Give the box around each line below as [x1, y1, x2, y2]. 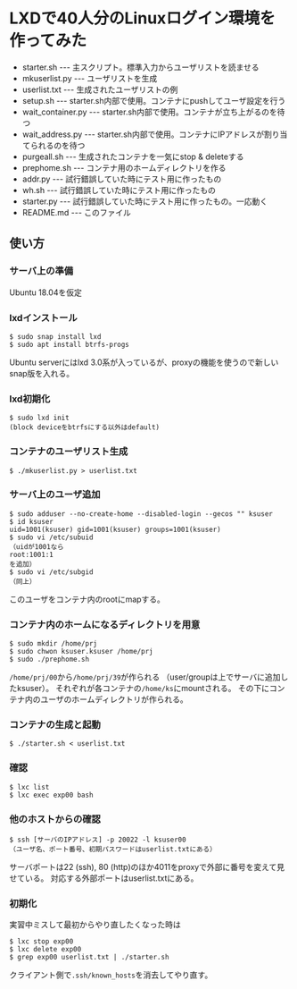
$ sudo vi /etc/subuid [9, 533, 94, 542]
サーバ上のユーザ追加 [9, 488, 101, 501]
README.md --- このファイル [21, 207, 132, 217]
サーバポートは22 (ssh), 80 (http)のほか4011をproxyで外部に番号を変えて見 [9, 862, 285, 872]
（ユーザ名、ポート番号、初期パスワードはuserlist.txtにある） [9, 845, 217, 854]
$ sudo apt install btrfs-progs [9, 340, 129, 349]
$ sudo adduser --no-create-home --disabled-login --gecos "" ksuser [9, 509, 274, 519]
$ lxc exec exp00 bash [9, 790, 94, 799]
